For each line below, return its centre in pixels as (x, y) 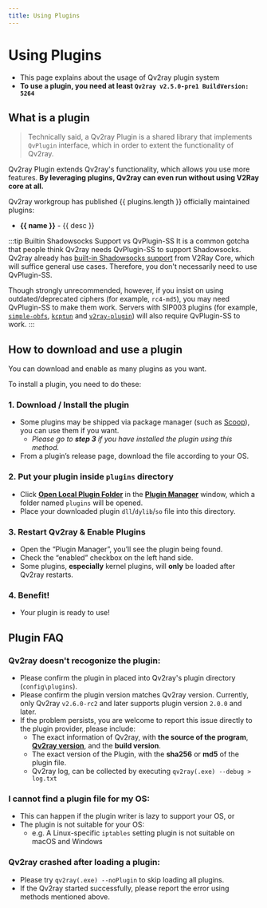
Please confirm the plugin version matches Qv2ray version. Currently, (134, 695)
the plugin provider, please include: (77, 729)
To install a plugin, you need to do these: (75, 385)
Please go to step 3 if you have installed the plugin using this (132, 439)
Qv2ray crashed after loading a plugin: (84, 863)
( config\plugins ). (49, 686)
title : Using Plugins (44, 16)
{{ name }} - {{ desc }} (57, 226)
